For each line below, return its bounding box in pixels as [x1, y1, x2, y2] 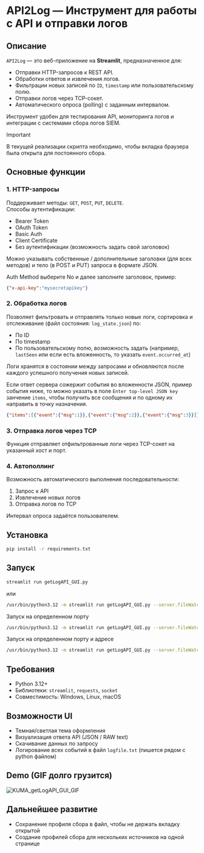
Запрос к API [15, 487, 49, 495]
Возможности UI [6, 711, 73, 721]
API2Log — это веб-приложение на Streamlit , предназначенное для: [6, 57, 182, 64]
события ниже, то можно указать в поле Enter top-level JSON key [6, 387, 178, 394]
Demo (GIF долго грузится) [6, 770, 112, 781]
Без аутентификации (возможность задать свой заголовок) [15, 243, 170, 250]
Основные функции [6, 167, 86, 177]
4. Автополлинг [6, 462, 55, 470]
